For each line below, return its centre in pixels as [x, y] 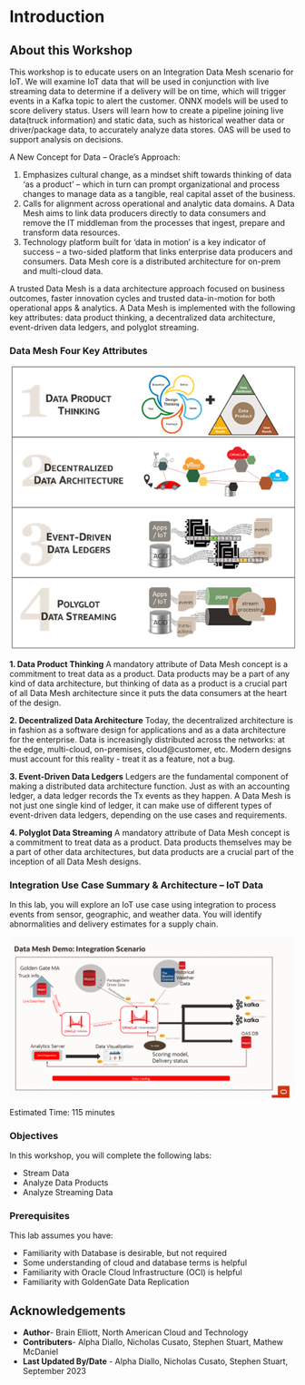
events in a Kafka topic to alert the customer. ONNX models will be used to [149, 101]
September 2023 [54, 1371]
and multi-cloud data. [63, 271]
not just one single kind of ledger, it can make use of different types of [141, 805]
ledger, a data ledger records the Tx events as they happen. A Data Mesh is [150, 795]
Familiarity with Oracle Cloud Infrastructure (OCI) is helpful [132, 1272]
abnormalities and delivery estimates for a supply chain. [114, 924]
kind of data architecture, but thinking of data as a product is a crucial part [148, 683]
